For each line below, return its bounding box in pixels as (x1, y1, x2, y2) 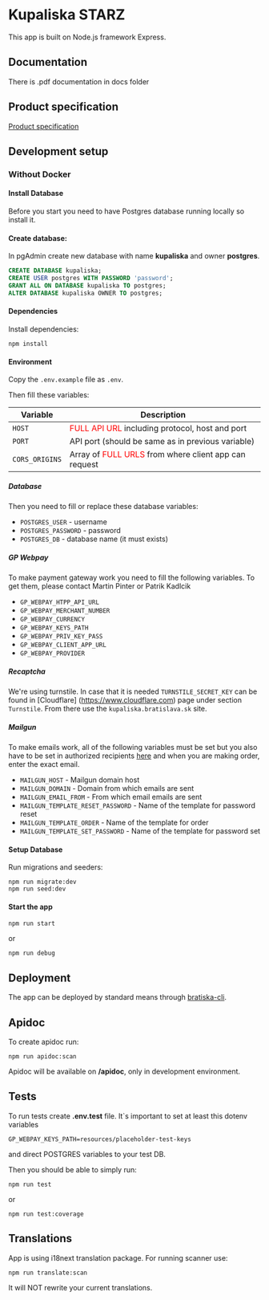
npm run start (8, 919, 56, 928)
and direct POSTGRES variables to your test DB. (8, 1149, 167, 1159)
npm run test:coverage (8, 1210, 84, 1218)
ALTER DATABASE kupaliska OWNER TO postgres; (8, 289, 163, 297)
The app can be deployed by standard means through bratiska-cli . (8, 992, 227, 1002)
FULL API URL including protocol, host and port (69, 423, 247, 434)
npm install (8, 340, 48, 348)
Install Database (8, 189, 64, 198)
